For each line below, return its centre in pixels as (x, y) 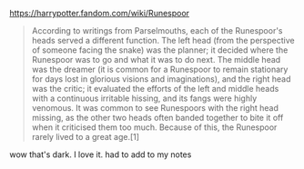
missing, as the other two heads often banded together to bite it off (157, 118)
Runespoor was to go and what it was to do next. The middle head (156, 60)
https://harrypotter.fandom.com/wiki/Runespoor (99, 13)
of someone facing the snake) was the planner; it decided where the (160, 50)
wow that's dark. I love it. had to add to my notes (101, 154)
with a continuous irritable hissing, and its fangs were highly (144, 98)
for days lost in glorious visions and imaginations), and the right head (161, 79)
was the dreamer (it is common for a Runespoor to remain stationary (160, 69)
